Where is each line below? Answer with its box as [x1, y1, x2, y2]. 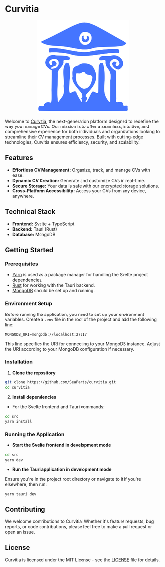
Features [5, 154, 33, 162]
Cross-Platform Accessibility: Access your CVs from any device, [12, 188, 146, 194]
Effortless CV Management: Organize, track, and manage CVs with [12, 167, 151, 173]
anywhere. [12, 193, 34, 199]
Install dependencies [12, 394, 57, 400]
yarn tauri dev [5, 492, 37, 497]
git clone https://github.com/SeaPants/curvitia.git [5, 379, 116, 385]
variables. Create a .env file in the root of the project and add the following [5, 316, 157, 322]
